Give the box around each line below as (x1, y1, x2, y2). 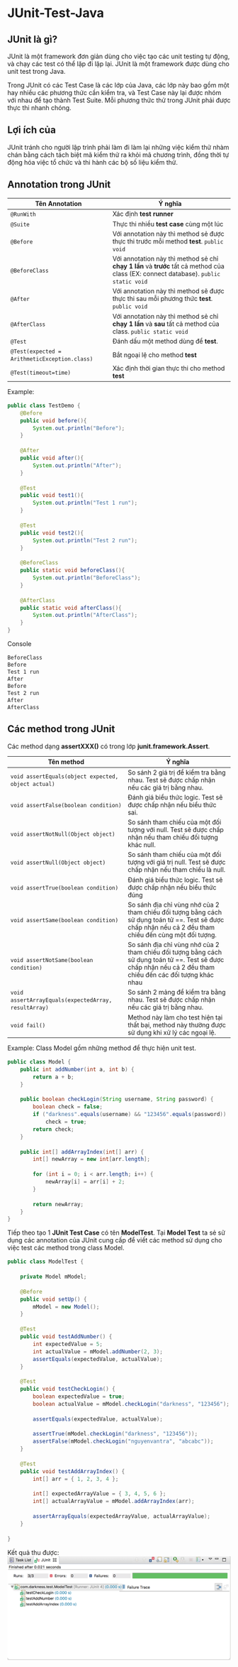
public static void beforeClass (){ (20, 567, 125, 574)
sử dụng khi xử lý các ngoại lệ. (127, 1028, 217, 1037)
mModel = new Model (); (33, 1303, 100, 1311)
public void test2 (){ (20, 529, 84, 537)
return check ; (33, 1125, 74, 1133)
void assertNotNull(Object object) (10, 831, 115, 838)
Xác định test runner (112, 209, 174, 218)
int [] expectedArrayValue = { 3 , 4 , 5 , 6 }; (33, 1490, 166, 1497)
